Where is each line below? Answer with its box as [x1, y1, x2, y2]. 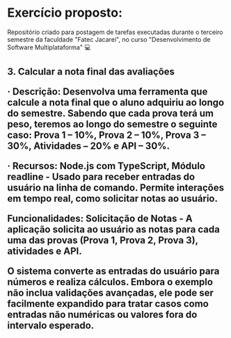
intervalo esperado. [7, 320, 95, 332]
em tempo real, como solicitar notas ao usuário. [7, 193, 218, 204]
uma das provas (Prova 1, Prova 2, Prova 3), [7, 234, 198, 246]
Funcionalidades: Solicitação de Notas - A [7, 213, 193, 225]
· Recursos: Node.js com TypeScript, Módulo [7, 160, 205, 172]
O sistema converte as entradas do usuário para [7, 266, 220, 277]
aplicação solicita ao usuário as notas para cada [7, 224, 221, 236]
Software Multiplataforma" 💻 [7, 43, 91, 51]
